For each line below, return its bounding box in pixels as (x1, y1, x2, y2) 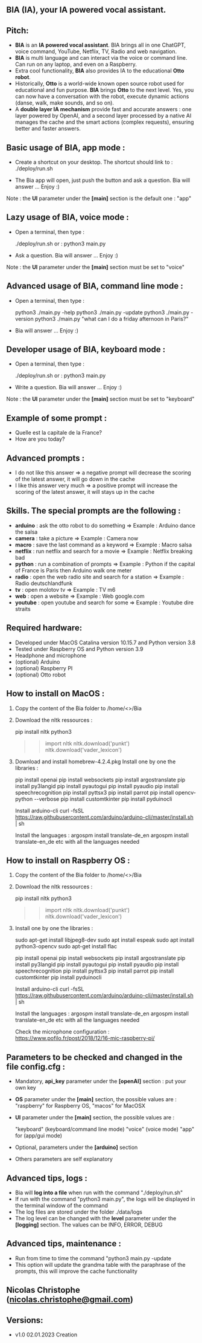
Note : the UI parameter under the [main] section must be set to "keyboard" (6, 395, 195, 403)
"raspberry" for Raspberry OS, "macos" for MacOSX (14, 1102, 146, 1110)
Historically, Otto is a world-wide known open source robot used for (14, 80, 185, 87)
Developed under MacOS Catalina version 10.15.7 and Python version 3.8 (14, 639, 196, 646)
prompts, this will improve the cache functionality (14, 1267, 137, 1275)
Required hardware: (6, 623, 83, 633)
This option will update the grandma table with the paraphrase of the (14, 1261, 186, 1268)
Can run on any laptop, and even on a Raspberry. (14, 60, 137, 68)
